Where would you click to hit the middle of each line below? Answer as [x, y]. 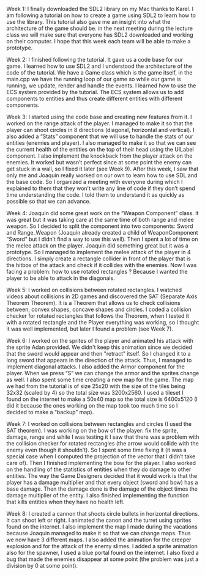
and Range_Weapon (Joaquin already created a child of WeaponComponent [102, 233]
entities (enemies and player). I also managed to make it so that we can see [101, 143]
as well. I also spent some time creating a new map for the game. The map [100, 379]
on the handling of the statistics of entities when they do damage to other [99, 469]
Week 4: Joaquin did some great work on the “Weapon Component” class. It [102, 213]
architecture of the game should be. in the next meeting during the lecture [99, 28]
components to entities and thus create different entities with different [95, 98]
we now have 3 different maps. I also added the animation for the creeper [99, 540]
